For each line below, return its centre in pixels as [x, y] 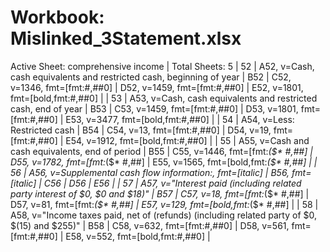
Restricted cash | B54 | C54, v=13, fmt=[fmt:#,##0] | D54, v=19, [141, 130]
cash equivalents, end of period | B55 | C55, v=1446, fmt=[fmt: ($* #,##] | [161, 151]
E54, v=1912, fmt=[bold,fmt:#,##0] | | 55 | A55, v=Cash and [187, 140]
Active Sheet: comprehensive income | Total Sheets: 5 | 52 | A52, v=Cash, [162, 66]
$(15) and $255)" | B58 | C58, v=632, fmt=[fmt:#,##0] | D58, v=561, [150, 225]
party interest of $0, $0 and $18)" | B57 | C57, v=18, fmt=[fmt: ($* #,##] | [160, 193]
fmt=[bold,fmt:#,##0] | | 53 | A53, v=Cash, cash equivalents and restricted [164, 98]
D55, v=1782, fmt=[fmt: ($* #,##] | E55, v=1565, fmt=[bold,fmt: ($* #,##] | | [164, 162]
